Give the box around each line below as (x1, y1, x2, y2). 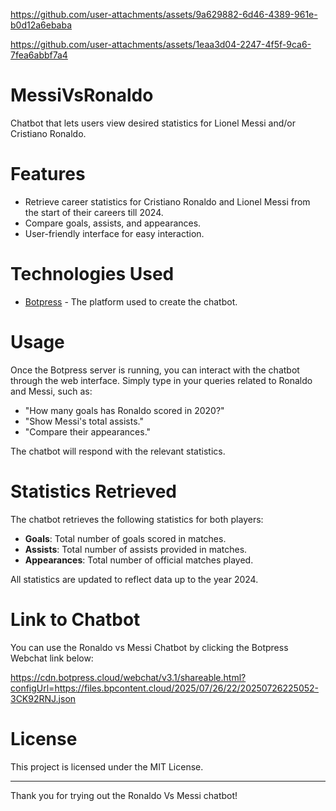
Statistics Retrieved (10, 480, 178, 503)
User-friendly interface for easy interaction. (24, 227, 205, 239)
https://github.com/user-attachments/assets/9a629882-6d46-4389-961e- (10, 9, 318, 20)
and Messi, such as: (10, 385, 93, 397)
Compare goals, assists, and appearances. (24, 217, 202, 229)
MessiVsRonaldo (10, 84, 154, 107)
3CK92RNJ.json (10, 692, 77, 704)
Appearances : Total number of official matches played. (24, 554, 254, 566)
